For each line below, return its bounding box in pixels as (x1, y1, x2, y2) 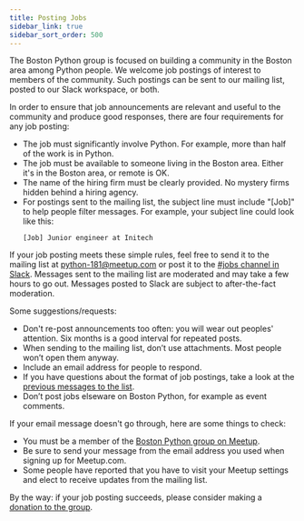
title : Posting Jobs (9, 13, 88, 23)
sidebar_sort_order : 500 (9, 30, 103, 39)
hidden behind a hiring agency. (22, 187, 139, 198)
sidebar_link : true (9, 22, 83, 31)
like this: (22, 215, 54, 227)
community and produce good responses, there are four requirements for (9, 111, 284, 123)
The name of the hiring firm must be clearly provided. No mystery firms (22, 177, 290, 188)
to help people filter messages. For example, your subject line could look (22, 206, 295, 217)
